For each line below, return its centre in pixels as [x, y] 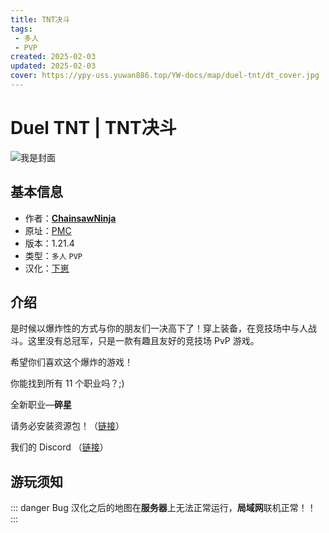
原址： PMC [48, 230]
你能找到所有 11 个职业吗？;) [67, 383]
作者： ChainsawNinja [70, 218]
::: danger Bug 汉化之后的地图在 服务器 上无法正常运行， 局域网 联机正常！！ [163, 508]
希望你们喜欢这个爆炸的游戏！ [71, 362]
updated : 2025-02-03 [53, 66]
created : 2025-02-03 [53, 57]
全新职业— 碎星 [41, 405]
